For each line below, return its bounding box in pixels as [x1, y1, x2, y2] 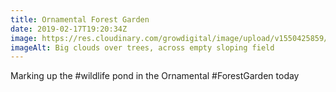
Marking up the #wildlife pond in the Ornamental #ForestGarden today [10, 70, 300, 82]
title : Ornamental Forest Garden [10, 14, 150, 25]
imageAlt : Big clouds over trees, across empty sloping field [10, 42, 275, 53]
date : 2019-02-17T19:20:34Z [10, 24, 128, 34]
